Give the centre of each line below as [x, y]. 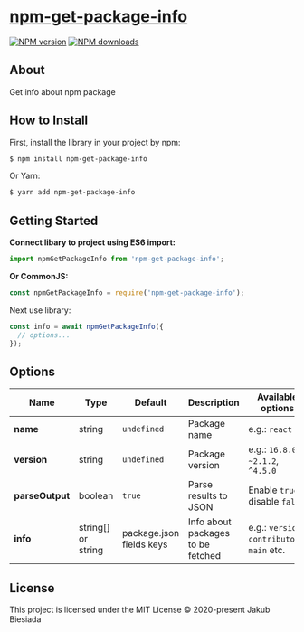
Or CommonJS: [39, 276]
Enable [263, 490]
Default [151, 402]
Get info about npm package [62, 91]
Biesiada [25, 619]
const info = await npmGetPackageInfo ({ [87, 326]
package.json [151, 533]
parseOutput [42, 496]
